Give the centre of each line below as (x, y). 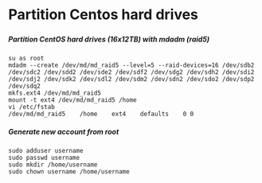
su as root (26, 58)
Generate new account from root (64, 131)
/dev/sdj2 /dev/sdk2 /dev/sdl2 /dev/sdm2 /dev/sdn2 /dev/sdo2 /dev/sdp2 (131, 79)
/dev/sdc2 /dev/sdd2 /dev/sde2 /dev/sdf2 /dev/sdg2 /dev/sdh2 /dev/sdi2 (131, 72)
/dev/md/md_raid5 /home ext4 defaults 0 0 (101, 114)
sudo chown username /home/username (69, 171)
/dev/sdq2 (25, 86)
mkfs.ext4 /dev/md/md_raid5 (55, 93)
